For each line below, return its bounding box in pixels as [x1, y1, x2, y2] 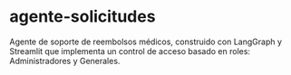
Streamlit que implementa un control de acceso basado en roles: [9, 45, 251, 56]
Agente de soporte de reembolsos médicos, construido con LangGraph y [9, 36, 283, 47]
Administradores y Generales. [9, 55, 121, 66]
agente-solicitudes [9, 6, 156, 27]
